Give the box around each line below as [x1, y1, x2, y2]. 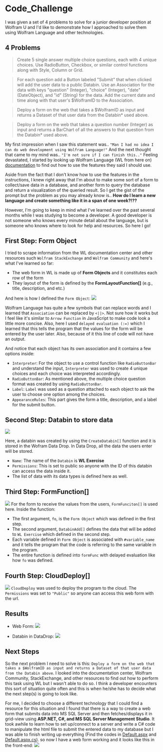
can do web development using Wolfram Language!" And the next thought [5, 146, 151, 152]
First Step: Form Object [5, 237, 77, 245]
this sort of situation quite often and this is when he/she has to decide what [5, 686, 156, 691]
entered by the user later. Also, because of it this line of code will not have [5, 331, 154, 336]
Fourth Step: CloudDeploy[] [5, 572, 91, 580]
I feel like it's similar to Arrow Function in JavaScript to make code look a [5, 315, 150, 321]
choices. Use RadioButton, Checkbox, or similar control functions [17, 62, 148, 67]
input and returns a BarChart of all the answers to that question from [17, 127, 154, 133]
